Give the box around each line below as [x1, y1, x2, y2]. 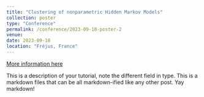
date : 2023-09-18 [6, 37, 51, 44]
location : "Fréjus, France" [6, 44, 78, 50]
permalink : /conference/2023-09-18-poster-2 [6, 26, 122, 33]
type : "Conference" [6, 20, 56, 26]
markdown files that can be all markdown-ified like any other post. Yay [6, 78, 184, 86]
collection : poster [6, 15, 56, 21]
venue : [6, 32, 23, 38]
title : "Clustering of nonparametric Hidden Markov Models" [6, 9, 164, 15]
